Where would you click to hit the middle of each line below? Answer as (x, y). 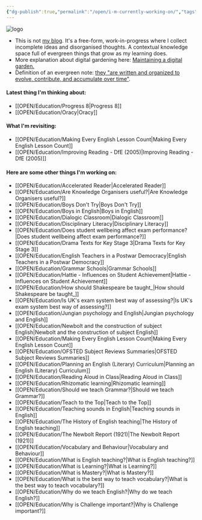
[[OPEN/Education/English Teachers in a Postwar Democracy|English (100, 256)
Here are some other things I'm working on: (62, 172)
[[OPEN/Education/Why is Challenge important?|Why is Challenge (96, 504)
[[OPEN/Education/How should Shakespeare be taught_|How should (99, 288)
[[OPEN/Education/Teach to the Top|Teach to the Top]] (83, 402)
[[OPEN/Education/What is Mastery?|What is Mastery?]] (84, 473)
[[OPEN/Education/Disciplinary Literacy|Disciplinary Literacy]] (91, 224)
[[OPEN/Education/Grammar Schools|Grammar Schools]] (86, 268)
